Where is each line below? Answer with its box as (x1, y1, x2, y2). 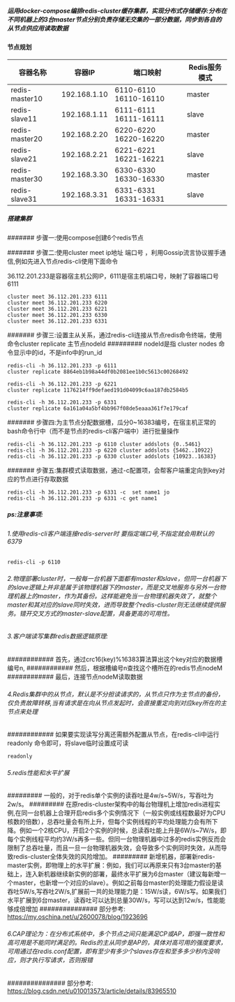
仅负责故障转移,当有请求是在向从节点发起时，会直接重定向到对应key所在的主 (7, 698, 227, 707)
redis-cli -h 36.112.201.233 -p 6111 (7, 362, 117, 369)
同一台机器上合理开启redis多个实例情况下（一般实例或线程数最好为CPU (21, 809, 226, 817)
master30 (10, 174, 43, 184)
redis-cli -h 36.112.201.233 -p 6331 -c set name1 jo (7, 489, 170, 496)
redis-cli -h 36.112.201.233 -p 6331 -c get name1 (7, 494, 158, 502)
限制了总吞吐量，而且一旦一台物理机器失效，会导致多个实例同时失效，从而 (7, 843, 221, 852)
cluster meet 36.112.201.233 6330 (7, 311, 108, 318)
